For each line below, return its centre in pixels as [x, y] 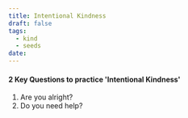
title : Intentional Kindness [57, 16]
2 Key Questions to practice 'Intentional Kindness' [94, 79]
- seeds [29, 46]
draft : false [30, 23]
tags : [17, 31]
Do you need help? [51, 106]
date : [17, 53]
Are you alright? [46, 97]
